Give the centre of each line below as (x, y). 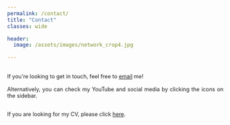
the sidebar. (22, 96)
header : (18, 38)
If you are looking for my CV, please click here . (66, 114)
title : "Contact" (32, 20)
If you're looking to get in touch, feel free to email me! (76, 77)
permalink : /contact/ (38, 13)
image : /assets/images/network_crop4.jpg (73, 45)
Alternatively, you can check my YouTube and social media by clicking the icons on (115, 90)
